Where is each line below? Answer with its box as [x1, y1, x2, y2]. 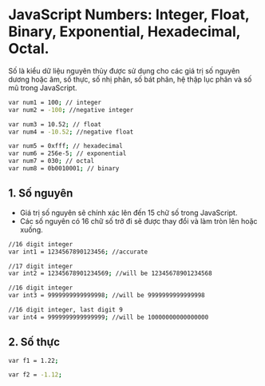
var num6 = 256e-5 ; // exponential [8, 149, 127, 157]
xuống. [19, 225, 44, 234]
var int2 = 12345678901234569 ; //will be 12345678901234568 [8, 269, 213, 277]
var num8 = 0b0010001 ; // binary [8, 165, 120, 173]
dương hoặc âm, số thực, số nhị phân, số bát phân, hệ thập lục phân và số [8, 74, 252, 84]
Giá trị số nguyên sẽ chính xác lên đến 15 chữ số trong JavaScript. [19, 208, 238, 217]
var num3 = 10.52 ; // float [8, 120, 102, 129]
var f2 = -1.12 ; [8, 371, 62, 379]
